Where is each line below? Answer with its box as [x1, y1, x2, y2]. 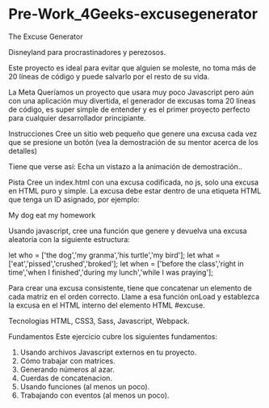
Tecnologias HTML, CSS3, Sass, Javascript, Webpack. [8, 316, 190, 325]
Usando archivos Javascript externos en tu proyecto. [19, 347, 197, 357]
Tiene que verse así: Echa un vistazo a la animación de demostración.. [8, 161, 242, 171]
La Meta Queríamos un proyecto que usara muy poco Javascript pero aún [8, 87, 254, 97]
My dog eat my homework [8, 210, 96, 219]
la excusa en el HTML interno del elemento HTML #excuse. [8, 300, 206, 310]
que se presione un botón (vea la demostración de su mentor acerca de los [8, 137, 258, 147]
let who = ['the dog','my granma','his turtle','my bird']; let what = [8, 250, 221, 260]
